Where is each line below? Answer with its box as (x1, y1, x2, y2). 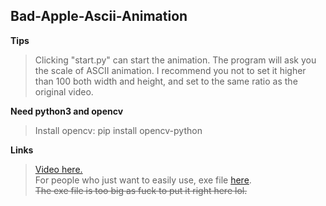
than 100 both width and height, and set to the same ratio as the (34, 75, 298, 87)
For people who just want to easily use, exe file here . (34, 174, 252, 186)
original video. (34, 85, 94, 98)
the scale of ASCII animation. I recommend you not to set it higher (34, 64, 307, 76)
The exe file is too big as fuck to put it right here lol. (34, 184, 248, 196)
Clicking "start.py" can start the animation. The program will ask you (34, 54, 317, 66)
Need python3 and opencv (10, 105, 124, 117)
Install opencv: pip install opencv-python (34, 124, 203, 136)
